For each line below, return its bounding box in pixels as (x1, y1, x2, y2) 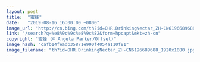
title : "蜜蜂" (6, 14, 42, 20)
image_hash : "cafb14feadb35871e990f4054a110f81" (6, 42, 129, 48)
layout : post (6, 8, 39, 15)
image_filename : (6, 47, 46, 53)
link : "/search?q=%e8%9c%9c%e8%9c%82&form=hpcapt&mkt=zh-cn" (6, 31, 161, 37)
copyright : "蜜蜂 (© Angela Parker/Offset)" (6, 36, 117, 42)
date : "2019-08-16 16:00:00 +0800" (6, 19, 100, 25)
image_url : (6, 25, 33, 31)
